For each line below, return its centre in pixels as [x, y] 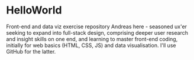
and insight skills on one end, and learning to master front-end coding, [92, 39]
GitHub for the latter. [31, 51]
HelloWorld [34, 10]
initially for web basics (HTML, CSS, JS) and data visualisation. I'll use [91, 45]
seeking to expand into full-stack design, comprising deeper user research [97, 32]
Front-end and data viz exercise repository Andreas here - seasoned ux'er [97, 26]
